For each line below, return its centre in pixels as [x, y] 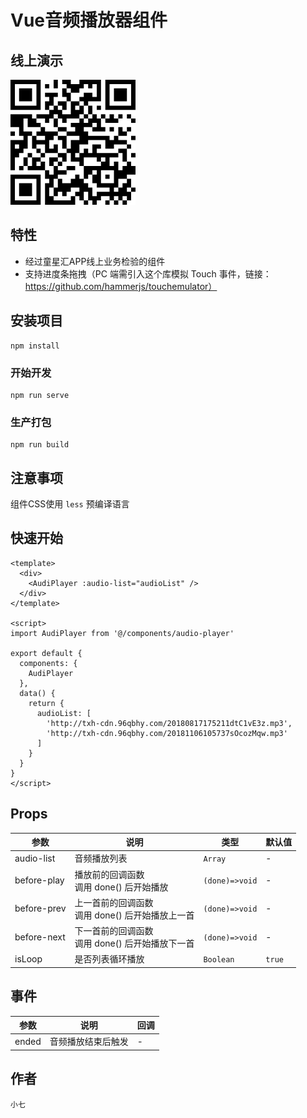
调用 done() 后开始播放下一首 [134, 943]
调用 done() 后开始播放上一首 [134, 915]
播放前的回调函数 [109, 874]
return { [46, 703]
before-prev [40, 908]
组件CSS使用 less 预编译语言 [70, 504]
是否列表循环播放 [109, 959]
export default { [46, 653]
